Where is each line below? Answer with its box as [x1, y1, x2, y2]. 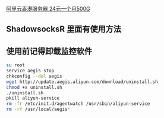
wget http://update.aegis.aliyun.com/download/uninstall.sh [6, 79, 159, 85]
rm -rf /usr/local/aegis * [6, 106, 70, 113]
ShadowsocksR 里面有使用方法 [6, 24, 122, 34]
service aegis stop [6, 68, 55, 74]
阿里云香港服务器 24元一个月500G [6, 5, 90, 12]
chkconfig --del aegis [6, 73, 62, 79]
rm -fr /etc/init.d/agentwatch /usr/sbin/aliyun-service [6, 101, 150, 107]
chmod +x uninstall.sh [6, 84, 62, 90]
